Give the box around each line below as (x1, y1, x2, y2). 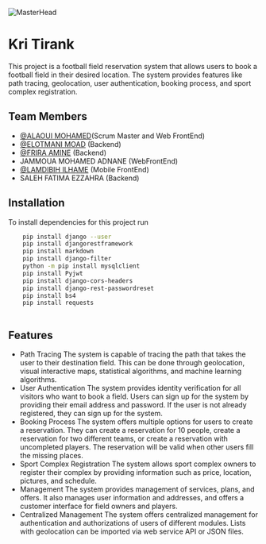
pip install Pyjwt (22, 269, 83, 277)
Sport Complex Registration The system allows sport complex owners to (19, 459, 256, 469)
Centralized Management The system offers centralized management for (19, 510, 258, 519)
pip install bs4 (22, 291, 77, 299)
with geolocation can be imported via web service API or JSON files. (19, 527, 244, 536)
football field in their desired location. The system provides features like (8, 70, 243, 79)
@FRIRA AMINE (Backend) (19, 148, 107, 157)
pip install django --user (22, 233, 112, 241)
